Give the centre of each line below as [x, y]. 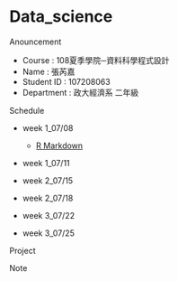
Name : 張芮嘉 [49, 71]
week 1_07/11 [46, 163]
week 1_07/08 [48, 127]
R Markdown [59, 145]
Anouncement [36, 42]
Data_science [61, 17]
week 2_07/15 [48, 180]
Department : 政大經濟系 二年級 [80, 92]
